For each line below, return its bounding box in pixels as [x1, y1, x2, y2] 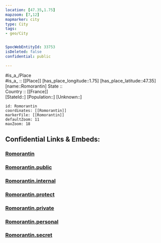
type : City [5, 21, 28, 27]
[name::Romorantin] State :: [5, 83, 63, 89]
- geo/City [5, 31, 28, 36]
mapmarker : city [5, 17, 39, 22]
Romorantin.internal [5, 177, 56, 184]
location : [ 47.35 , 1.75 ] [5, 7, 56, 13]
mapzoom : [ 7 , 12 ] [5, 12, 39, 17]
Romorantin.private [5, 205, 54, 212]
